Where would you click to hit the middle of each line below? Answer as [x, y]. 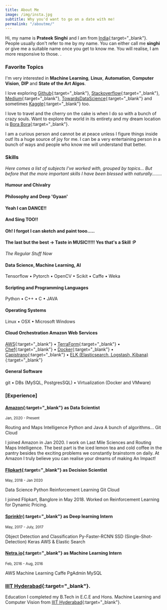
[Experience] [21, 395]
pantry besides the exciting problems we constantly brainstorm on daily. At [82, 453]
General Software [24, 371]
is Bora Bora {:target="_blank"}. [37, 124]
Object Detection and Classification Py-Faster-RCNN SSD [64, 536]
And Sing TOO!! [22, 220]
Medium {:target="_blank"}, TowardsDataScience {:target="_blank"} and [79, 98]
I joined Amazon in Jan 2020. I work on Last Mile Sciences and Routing [78, 443]
